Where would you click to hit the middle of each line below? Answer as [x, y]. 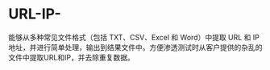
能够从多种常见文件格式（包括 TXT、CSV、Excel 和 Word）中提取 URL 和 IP [134, 37]
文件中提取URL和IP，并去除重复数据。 [72, 57]
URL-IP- [35, 14]
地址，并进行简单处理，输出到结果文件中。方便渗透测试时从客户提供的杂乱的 [135, 47]
